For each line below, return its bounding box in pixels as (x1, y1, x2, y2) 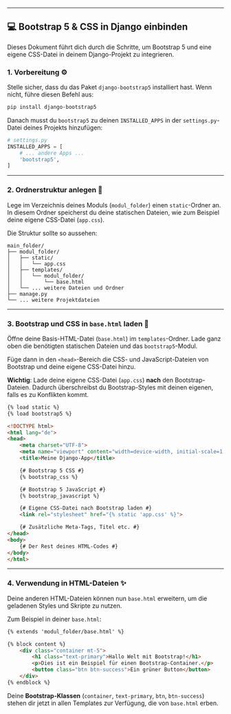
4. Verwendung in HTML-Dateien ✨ (7, 578, 126, 588)
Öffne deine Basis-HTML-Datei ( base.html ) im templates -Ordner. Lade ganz (7, 334, 221, 343)
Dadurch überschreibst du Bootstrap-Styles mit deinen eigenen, (32, 383, 214, 391)
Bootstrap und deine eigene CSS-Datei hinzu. (7, 363, 136, 371)
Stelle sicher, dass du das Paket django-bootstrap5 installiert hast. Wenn (7, 83, 212, 92)
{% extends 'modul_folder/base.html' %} (7, 628, 125, 635)
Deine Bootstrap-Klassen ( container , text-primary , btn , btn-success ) (7, 691, 205, 700)
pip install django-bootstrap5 (7, 104, 97, 111)
